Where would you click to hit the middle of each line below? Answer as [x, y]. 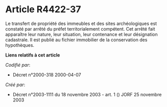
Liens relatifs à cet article [33, 55]
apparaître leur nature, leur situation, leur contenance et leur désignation [81, 34]
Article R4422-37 [43, 9]
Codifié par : [18, 65]
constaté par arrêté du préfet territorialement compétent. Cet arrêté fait [80, 29]
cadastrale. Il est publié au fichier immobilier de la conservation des [76, 40]
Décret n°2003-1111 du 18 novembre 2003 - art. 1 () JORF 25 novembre [87, 94]
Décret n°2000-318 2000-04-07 [47, 74]
